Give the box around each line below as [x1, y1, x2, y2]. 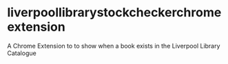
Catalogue [7, 49, 37, 57]
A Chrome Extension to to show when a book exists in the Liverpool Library [7, 42, 220, 50]
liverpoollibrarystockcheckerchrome [7, 5, 222, 20]
